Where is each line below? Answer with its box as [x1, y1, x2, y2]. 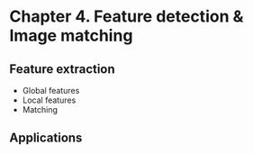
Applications [9, 131, 83, 146]
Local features [22, 95, 77, 105]
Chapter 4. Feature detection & [9, 6, 244, 27]
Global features [22, 86, 80, 95]
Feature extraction [9, 61, 115, 77]
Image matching [9, 25, 133, 46]
